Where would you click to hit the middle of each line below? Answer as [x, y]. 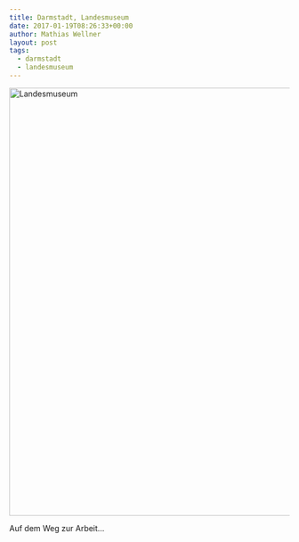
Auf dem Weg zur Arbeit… [57, 528]
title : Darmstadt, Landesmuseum [69, 17]
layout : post [33, 42]
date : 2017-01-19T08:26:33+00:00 [71, 26]
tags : [19, 51]
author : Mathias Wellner [55, 34]
